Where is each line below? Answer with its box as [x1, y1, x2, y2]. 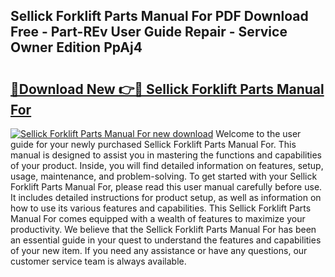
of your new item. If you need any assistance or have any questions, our [10, 245, 308, 256]
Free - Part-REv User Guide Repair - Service [10, 24, 288, 41]
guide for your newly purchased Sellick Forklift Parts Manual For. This [10, 139, 297, 150]
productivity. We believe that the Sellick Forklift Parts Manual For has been [10, 224, 317, 235]
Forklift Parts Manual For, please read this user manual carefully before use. [10, 181, 323, 193]
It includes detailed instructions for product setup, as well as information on [10, 192, 322, 203]
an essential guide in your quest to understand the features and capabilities [10, 234, 322, 246]
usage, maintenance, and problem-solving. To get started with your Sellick [10, 170, 318, 182]
